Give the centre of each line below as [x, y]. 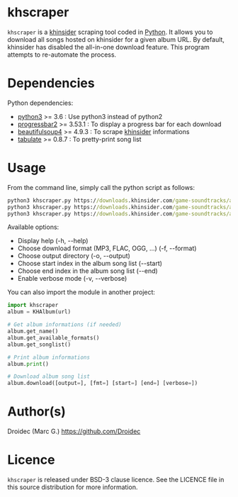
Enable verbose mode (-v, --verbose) [72, 279]
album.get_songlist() [39, 345]
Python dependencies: [40, 103]
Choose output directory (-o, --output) [74, 256]
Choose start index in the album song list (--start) [90, 264]
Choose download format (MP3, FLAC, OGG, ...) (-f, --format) [107, 248]
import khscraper [33, 306]
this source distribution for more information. [73, 487]
